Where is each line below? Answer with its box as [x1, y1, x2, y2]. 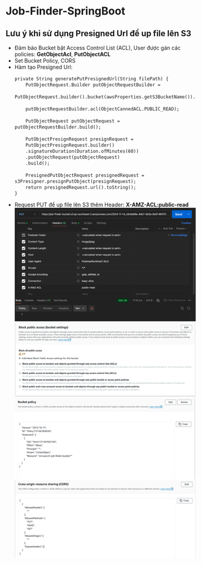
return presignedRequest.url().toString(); [25, 185, 136, 191]
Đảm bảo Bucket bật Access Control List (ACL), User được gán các [14, 44, 181, 51]
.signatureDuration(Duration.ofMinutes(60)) [25, 148, 139, 154]
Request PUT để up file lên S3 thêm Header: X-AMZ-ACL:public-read [14, 201, 189, 208]
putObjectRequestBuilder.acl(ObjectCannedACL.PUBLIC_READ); [25, 106, 180, 112]
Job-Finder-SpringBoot [5, 4, 125, 18]
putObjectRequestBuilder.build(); [14, 124, 101, 130]
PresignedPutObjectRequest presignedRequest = [25, 173, 145, 179]
